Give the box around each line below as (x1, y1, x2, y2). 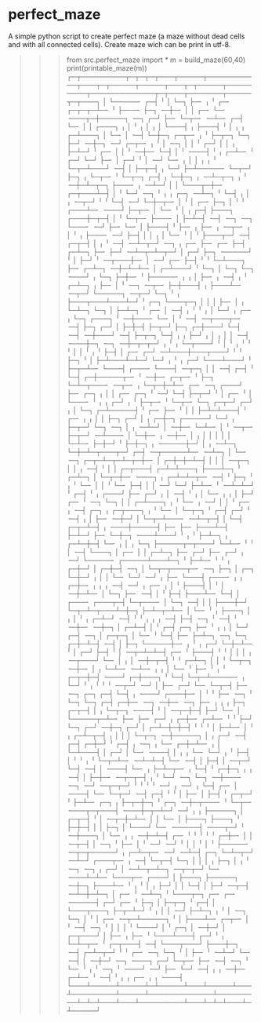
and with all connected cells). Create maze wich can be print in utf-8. (8, 39, 231, 49)
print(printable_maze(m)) (66, 63, 147, 72)
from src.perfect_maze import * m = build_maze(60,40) (66, 55, 246, 64)
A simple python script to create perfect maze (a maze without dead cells (8, 31, 245, 41)
